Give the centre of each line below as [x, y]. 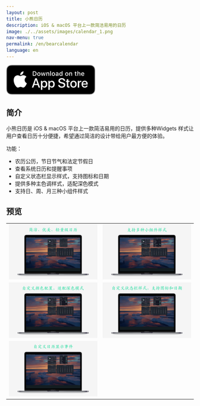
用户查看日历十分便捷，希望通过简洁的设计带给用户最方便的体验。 [87, 136]
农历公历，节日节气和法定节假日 [54, 161]
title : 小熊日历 [24, 19]
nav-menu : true [25, 38]
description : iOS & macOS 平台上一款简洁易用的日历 [66, 25]
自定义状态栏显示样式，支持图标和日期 [62, 176]
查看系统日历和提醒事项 [43, 168]
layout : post [22, 13]
